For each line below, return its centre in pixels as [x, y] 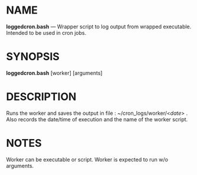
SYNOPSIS [33, 57]
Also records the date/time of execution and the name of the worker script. [97, 119]
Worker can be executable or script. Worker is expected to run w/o [87, 159]
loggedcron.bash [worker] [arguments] [54, 73]
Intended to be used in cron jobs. [46, 32]
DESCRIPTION [41, 97]
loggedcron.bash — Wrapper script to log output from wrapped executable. [99, 27]
